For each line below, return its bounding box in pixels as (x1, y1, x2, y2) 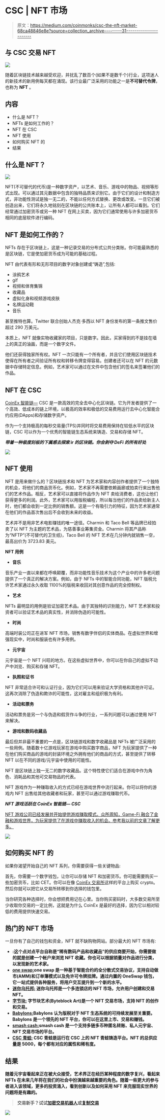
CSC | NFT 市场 (5, 5, 68, 16)
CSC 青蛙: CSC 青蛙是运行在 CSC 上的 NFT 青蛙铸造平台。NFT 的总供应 (12, 1035, 158, 1041)
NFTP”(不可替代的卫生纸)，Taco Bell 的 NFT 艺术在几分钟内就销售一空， (11, 532, 158, 538)
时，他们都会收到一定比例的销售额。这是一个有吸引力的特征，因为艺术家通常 (5, 503, 160, 509)
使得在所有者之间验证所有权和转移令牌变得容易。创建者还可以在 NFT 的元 (5, 358, 154, 363)
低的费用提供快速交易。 (5, 908, 53, 914)
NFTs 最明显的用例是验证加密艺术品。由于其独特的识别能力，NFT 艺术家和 (5, 603, 156, 609)
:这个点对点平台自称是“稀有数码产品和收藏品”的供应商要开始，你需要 (12, 948, 152, 955)
